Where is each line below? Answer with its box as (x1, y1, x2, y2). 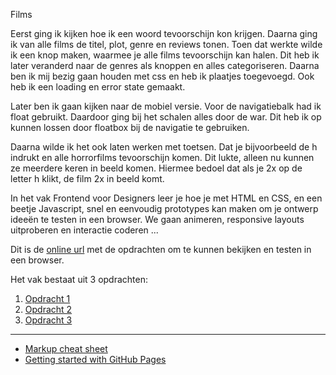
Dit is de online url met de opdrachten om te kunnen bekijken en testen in (10, 244, 312, 255)
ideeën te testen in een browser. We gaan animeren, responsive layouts (10, 214, 305, 225)
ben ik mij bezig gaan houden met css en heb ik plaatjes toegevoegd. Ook (10, 70, 315, 82)
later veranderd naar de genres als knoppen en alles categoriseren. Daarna (10, 60, 320, 71)
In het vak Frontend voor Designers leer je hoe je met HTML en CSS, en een (10, 192, 323, 204)
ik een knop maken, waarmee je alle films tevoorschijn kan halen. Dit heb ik (10, 49, 320, 61)
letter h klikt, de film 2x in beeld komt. (10, 173, 165, 184)
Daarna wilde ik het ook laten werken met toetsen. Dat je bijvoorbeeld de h (10, 141, 318, 153)
